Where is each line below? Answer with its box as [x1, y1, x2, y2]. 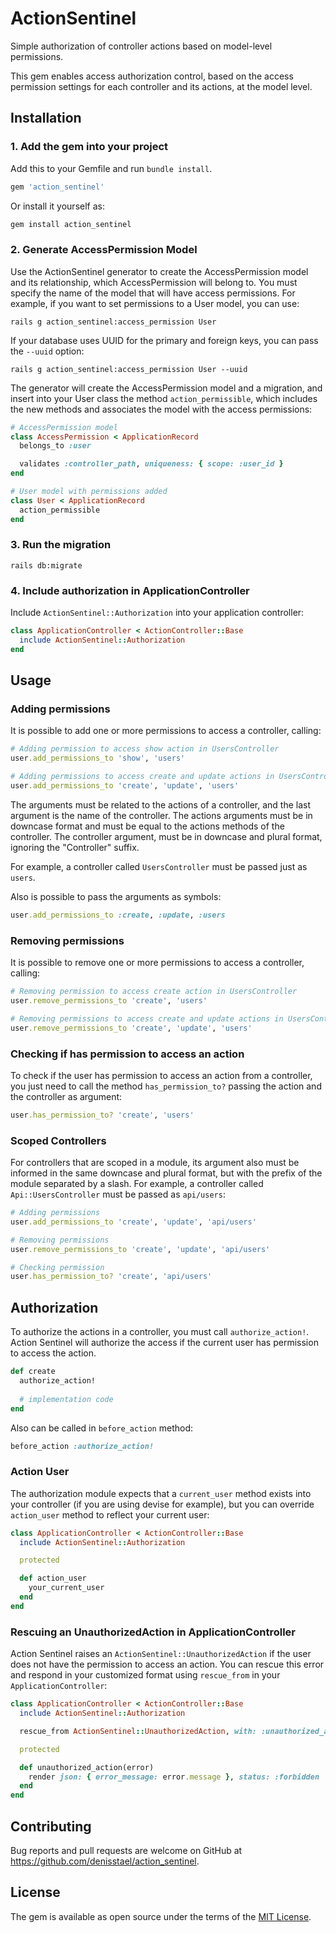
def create [10, 1367, 56, 1377]
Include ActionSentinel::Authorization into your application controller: [10, 607, 305, 619]
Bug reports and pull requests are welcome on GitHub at [10, 1844, 243, 1856]
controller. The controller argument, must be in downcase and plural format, [10, 830, 323, 842]
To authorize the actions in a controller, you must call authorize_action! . [10, 1326, 310, 1338]
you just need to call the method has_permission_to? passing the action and [10, 1080, 322, 1092]
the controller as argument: [10, 1090, 123, 1102]
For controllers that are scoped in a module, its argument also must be [10, 1157, 300, 1169]
